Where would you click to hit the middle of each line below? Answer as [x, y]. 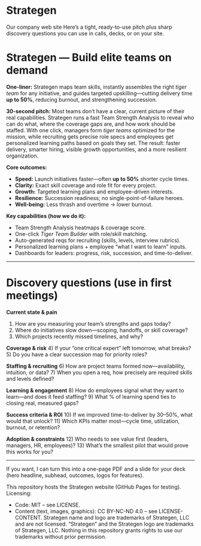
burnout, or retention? [33, 427]
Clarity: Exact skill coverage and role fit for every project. [86, 185]
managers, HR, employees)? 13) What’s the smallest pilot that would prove [97, 445]
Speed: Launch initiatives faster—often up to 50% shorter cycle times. [102, 179]
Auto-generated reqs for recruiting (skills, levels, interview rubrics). [98, 240]
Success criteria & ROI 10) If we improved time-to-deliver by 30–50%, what [100, 414]
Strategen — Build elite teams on [89, 58]
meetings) [32, 295]
